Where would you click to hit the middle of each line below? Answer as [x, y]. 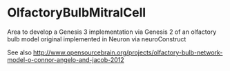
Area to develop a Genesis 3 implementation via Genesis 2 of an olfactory [112, 32]
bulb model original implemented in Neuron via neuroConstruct [97, 39]
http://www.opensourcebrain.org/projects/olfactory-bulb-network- [128, 52]
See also [20, 52]
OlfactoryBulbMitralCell [77, 13]
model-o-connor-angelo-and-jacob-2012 [66, 59]
